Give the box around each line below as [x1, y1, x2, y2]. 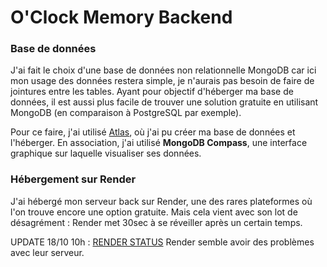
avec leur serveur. [10, 246, 85, 258]
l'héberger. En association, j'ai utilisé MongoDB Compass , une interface [10, 137, 308, 149]
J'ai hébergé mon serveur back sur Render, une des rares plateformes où [10, 195, 313, 207]
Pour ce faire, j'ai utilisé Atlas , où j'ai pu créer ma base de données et [10, 126, 296, 138]
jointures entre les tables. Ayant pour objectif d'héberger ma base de [10, 86, 294, 98]
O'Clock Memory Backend [10, 6, 233, 29]
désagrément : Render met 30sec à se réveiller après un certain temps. [10, 216, 303, 228]
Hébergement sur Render [10, 172, 137, 186]
